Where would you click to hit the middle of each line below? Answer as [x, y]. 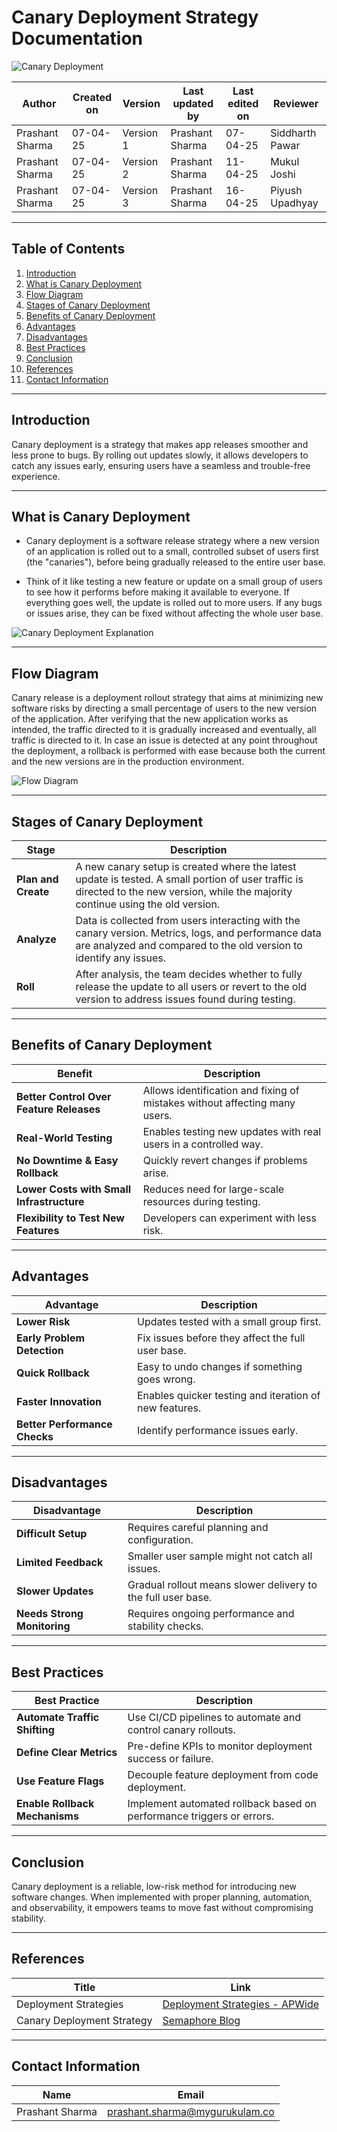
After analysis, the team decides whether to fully [189, 974]
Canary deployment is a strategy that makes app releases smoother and [160, 444]
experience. [36, 476]
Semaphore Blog [201, 2020]
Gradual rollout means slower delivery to [222, 1585]
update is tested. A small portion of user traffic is [189, 879]
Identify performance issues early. [217, 1430]
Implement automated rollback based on [222, 1804]
